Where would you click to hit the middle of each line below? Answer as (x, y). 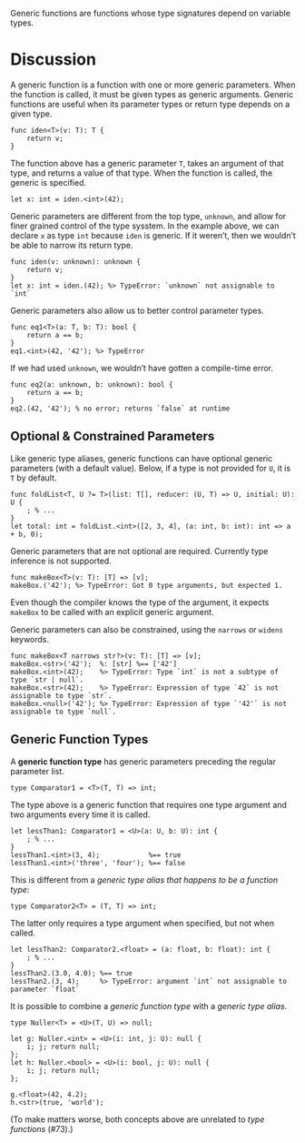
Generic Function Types (79, 739)
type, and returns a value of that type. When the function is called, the (142, 173)
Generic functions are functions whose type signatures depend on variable (151, 13)
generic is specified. (49, 182)
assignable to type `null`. (64, 712)
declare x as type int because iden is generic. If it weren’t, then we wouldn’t (153, 235)
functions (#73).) (42, 1128)
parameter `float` (45, 989)
